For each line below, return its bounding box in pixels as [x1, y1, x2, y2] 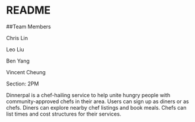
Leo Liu [6, 45, 24, 53]
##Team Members [6, 23, 52, 30]
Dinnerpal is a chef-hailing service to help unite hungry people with [6, 91, 171, 98]
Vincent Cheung [6, 68, 46, 75]
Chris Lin [6, 34, 28, 41]
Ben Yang [6, 57, 30, 64]
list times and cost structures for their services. [6, 110, 122, 117]
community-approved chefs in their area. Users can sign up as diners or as [6, 98, 189, 105]
